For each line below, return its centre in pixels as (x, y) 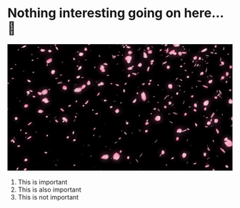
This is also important (49, 189)
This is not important (48, 197)
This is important (42, 182)
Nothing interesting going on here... (116, 13)
